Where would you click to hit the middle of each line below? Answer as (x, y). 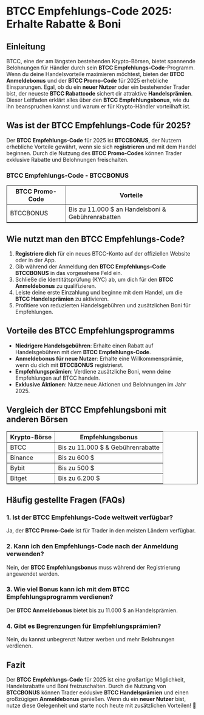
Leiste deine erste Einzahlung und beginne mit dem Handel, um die (99, 292)
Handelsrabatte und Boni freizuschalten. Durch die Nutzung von (87, 686)
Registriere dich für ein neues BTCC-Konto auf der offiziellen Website (103, 253)
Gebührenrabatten (95, 217)
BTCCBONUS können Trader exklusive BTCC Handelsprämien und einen (98, 692)
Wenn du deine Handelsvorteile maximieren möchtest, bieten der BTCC (95, 74)
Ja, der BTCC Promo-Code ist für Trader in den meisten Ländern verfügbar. (101, 531)
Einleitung (26, 47)
